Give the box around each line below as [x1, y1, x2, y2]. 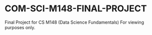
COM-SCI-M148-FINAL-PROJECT [4, 3, 147, 14]
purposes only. [4, 24, 35, 30]
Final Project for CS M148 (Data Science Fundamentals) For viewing [4, 19, 144, 25]
